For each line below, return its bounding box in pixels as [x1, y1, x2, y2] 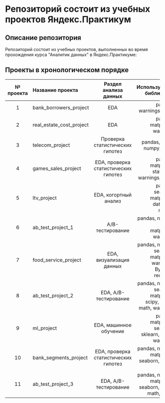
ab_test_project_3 [32, 380, 74, 387]
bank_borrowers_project [32, 104, 89, 111]
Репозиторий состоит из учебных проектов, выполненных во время [5, 47, 148, 52]
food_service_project [32, 257, 82, 263]
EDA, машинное [94, 321, 132, 328]
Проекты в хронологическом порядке [5, 66, 129, 74]
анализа [102, 86, 123, 93]
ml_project [32, 324, 57, 331]
